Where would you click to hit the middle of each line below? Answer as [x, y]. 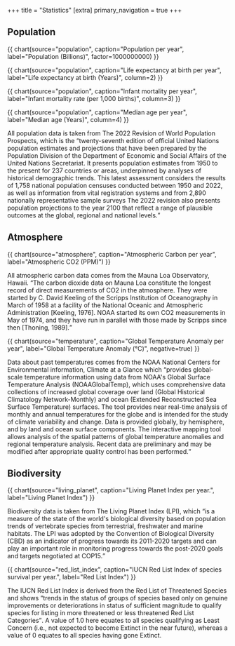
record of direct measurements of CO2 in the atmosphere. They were [107, 290]
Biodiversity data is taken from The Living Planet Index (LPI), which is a [111, 511]
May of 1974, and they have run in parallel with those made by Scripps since [117, 320]
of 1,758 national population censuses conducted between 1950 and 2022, [115, 185]
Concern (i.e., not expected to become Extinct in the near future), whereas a [117, 628]
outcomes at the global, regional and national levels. [82, 215]
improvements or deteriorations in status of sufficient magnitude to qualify [115, 605]
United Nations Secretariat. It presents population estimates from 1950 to [113, 163]
